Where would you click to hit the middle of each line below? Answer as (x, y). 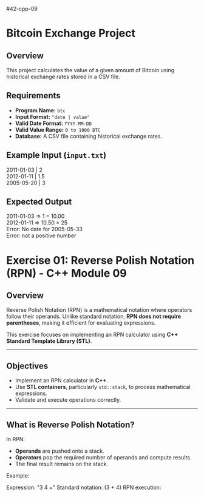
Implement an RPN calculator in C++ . (61, 380)
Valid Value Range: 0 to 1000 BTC (58, 129)
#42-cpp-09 (22, 9)
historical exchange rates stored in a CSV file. (63, 76)
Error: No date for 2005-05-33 (45, 229)
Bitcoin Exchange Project (71, 33)
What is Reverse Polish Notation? (70, 424)
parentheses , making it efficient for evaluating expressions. (81, 323)
